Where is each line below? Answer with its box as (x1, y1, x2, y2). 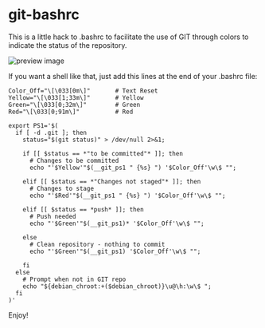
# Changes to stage (29, 184, 94, 192)
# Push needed (29, 212, 77, 220)
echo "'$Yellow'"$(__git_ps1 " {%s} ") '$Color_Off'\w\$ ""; (29, 164, 237, 172)
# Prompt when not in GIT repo (22, 275, 127, 283)
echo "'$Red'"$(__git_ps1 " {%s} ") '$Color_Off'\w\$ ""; (29, 192, 226, 200)
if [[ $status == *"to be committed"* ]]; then (22, 149, 183, 157)
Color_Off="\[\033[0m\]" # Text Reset (8, 86, 158, 95)
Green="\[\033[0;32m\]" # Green (8, 101, 141, 109)
